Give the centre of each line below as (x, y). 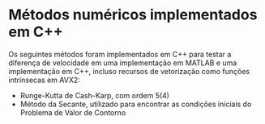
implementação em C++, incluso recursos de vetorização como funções (129, 71)
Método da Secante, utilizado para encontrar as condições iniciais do (136, 104)
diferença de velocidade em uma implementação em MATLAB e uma (123, 63)
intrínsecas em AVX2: (45, 80)
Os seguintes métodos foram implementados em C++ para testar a (120, 54)
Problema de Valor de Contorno (73, 112)
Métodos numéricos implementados (133, 15)
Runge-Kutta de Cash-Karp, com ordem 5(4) (95, 95)
